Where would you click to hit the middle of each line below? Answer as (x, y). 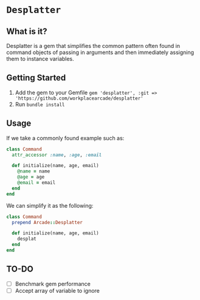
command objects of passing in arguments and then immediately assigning (100, 52)
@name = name (34, 171)
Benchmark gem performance (53, 284)
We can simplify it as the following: (50, 205)
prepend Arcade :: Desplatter (47, 222)
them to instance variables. (40, 59)
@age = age (31, 177)
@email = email (36, 183)
